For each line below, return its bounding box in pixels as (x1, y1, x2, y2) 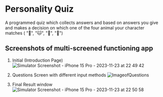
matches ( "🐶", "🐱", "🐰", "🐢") (5, 30, 63, 36)
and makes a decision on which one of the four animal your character (5, 24, 145, 30)
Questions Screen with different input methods (12, 72, 106, 78)
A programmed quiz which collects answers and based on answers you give (5, 20, 159, 25)
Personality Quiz (5, 3, 74, 15)
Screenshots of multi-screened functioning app (5, 44, 153, 52)
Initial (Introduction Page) (12, 57, 63, 63)
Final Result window (12, 81, 53, 87)
